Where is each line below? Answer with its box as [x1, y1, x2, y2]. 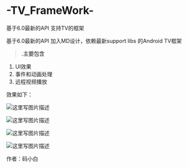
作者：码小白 [6, 155, 38, 162]
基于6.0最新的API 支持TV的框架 [6, 24, 85, 31]
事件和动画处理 [15, 70, 53, 77]
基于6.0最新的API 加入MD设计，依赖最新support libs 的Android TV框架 [6, 37, 183, 44]
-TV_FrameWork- [6, 4, 94, 18]
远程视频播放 [15, 78, 47, 85]
